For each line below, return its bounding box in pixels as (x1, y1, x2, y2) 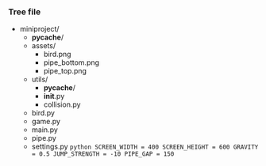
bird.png (43, 50, 71, 59)
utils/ (31, 74, 48, 85)
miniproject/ (19, 25, 60, 34)
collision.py (43, 100, 81, 109)
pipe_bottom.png (43, 58, 100, 67)
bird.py (31, 108, 56, 118)
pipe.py (31, 134, 57, 143)
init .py (43, 92, 65, 101)
